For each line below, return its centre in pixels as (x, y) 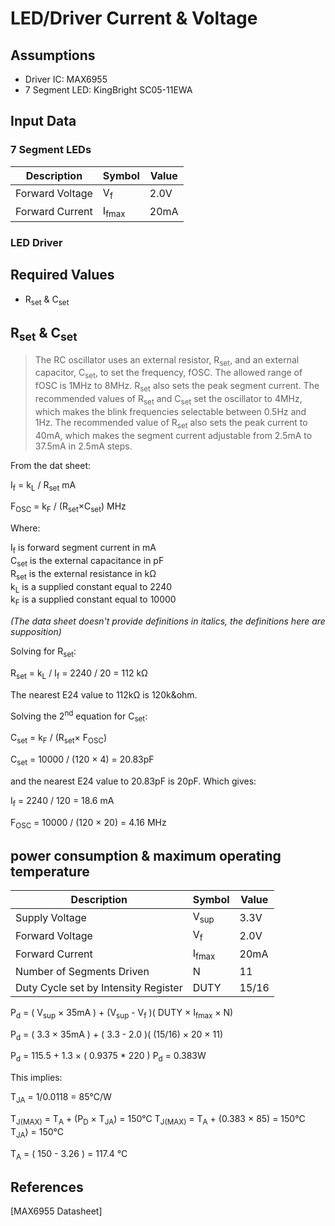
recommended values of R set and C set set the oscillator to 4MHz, (168, 399)
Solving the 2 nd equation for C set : (79, 716)
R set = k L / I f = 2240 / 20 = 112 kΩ (79, 674)
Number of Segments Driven (82, 971)
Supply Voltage (51, 917)
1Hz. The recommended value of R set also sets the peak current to (171, 423)
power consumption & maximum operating (146, 855)
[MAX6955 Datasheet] (56, 1211)
